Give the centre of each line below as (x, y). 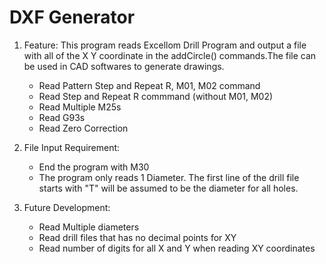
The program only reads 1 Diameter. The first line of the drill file (169, 177)
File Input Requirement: (72, 147)
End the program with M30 (94, 167)
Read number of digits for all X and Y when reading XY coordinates (177, 248)
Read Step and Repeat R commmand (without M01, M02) (156, 96)
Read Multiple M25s (80, 107)
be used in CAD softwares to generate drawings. (124, 66)
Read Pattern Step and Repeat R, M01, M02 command (149, 85)
